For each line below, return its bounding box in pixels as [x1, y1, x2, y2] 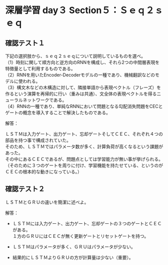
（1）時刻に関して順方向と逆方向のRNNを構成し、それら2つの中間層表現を [5, 59, 159, 65]
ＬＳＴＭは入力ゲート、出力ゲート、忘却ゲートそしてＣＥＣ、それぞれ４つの [5, 131, 163, 137]
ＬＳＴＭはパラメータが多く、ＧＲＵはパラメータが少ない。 [12, 243, 135, 249]
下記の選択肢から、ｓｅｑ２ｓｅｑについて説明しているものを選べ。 [5, 53, 146, 59]
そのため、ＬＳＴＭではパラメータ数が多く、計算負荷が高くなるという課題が [5, 144, 163, 149]
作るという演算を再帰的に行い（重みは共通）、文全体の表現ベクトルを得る [5, 91, 157, 97]
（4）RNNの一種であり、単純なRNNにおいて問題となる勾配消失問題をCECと [5, 104, 163, 109]
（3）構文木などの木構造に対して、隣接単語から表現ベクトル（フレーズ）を [5, 84, 161, 91]
